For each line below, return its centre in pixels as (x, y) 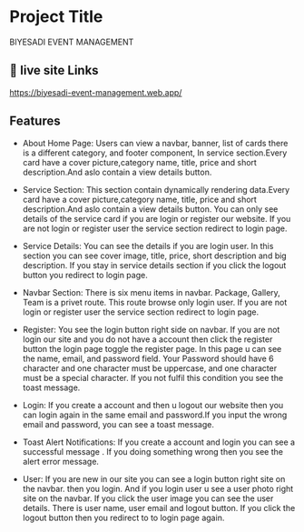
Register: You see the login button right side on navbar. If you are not (151, 329)
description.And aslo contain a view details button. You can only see (150, 209)
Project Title (56, 17)
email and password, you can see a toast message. (118, 424)
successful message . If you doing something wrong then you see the (153, 451)
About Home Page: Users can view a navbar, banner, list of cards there (155, 143)
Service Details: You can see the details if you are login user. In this (148, 246)
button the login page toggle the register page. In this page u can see (152, 348)
